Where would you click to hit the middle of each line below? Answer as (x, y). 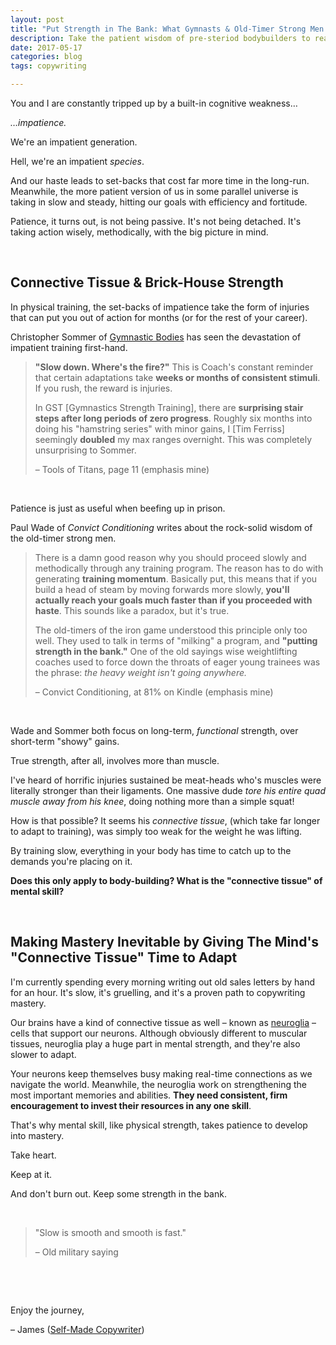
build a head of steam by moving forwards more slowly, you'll (162, 589)
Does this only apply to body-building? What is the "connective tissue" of (166, 880)
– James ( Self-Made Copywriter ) (77, 1329)
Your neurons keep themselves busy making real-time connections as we (161, 1073)
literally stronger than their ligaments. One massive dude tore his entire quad (168, 790)
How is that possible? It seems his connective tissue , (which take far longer (165, 820)
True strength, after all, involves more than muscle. (115, 760)
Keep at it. (31, 1174)
